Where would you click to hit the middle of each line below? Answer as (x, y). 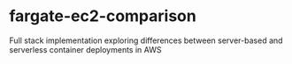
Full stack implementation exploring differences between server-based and (146, 40)
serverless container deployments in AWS (85, 49)
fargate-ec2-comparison (103, 16)
